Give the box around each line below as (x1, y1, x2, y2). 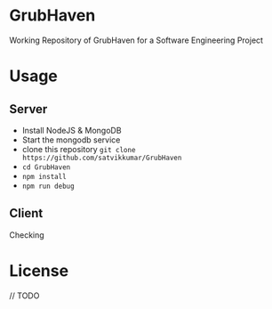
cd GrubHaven (21, 162, 71, 172)
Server (9, 102, 48, 117)
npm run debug (21, 182, 75, 191)
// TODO (9, 290, 40, 301)
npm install (21, 172, 67, 181)
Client (9, 206, 44, 221)
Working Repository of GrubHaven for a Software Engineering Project (9, 35, 264, 45)
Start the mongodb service (21, 134, 121, 145)
